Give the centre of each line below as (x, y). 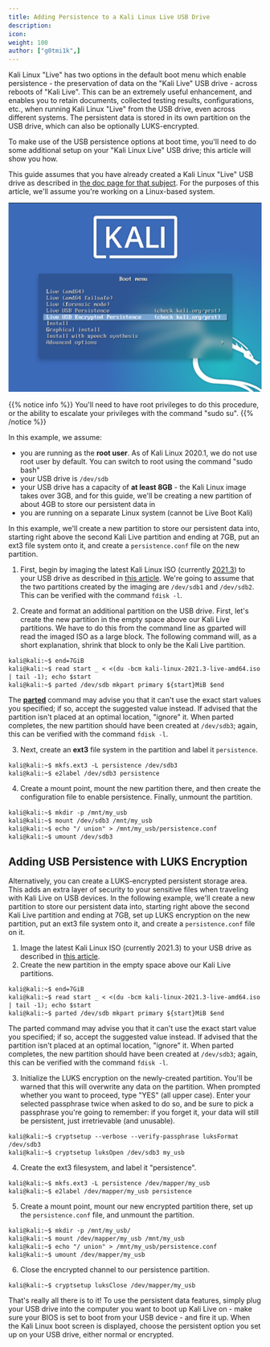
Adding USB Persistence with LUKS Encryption (128, 861)
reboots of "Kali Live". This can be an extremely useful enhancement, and (130, 92)
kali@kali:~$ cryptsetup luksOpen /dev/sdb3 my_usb (96, 1152)
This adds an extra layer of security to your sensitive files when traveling (129, 889)
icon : (17, 34)
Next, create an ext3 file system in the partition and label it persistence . (139, 750)
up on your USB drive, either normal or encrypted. (91, 1334)
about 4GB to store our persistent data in (88, 505)
